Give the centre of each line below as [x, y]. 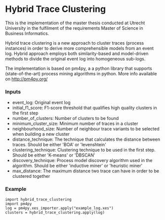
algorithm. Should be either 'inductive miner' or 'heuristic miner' [77, 166]
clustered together [31, 176]
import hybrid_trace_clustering [38, 199]
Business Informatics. [27, 33]
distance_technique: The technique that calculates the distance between [86, 139]
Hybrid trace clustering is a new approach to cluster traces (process [75, 43]
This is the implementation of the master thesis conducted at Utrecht [75, 23]
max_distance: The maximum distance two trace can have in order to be [86, 171]
